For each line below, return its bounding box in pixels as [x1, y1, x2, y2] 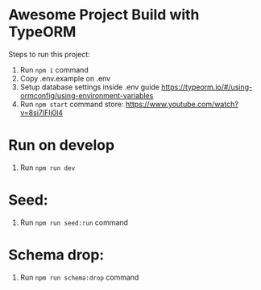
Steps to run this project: [8, 49, 90, 59]
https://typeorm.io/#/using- [160, 82, 252, 92]
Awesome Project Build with [8, 6, 200, 24]
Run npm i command [19, 64, 89, 74]
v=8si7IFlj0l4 [19, 107, 63, 118]
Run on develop [8, 136, 115, 155]
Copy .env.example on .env [19, 73, 111, 83]
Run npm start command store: [19, 99, 124, 109]
